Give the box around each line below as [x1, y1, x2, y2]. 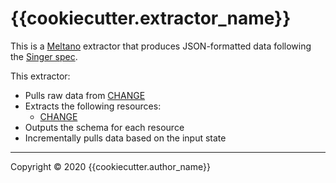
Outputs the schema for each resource [24, 121, 185, 133]
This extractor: [10, 70, 71, 82]
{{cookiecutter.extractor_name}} [10, 7, 292, 30]
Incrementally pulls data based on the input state [24, 132, 227, 144]
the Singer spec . [10, 50, 78, 62]
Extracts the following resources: [24, 100, 162, 112]
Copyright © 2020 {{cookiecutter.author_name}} [10, 160, 211, 172]
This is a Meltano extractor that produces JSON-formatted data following [10, 40, 312, 52]
